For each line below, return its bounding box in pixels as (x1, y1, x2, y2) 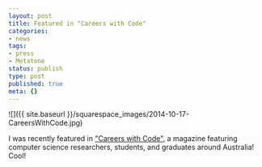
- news (8, 34, 31, 43)
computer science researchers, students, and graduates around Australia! (8, 143, 255, 152)
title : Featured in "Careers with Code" (8, 19, 147, 28)
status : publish (8, 65, 63, 73)
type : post (8, 72, 45, 80)
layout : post (8, 11, 53, 20)
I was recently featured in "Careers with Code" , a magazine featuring (8, 134, 238, 143)
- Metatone (8, 58, 45, 66)
